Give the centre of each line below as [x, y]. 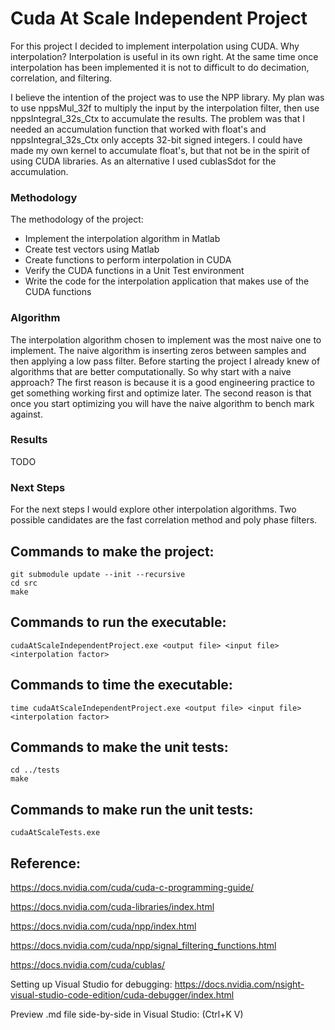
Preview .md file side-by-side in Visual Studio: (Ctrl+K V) [127, 1014]
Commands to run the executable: [118, 622]
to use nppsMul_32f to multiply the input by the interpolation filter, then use [165, 108]
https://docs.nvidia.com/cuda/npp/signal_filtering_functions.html [143, 945]
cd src [24, 583]
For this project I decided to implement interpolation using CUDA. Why [155, 46]
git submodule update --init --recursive [98, 574]
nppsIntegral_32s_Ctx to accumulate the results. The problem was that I [157, 118]
